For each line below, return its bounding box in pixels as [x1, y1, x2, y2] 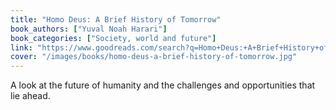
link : [10, 42, 33, 53]
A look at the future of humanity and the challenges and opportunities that [10, 79, 316, 91]
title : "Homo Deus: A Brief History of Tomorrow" [10, 14, 222, 25]
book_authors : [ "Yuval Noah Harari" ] [10, 24, 168, 34]
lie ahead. [10, 90, 51, 102]
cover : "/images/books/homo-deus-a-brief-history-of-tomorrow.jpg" [10, 52, 298, 62]
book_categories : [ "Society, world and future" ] [10, 33, 217, 43]
